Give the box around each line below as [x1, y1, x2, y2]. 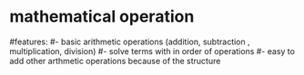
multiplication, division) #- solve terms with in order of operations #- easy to [9, 45, 296, 56]
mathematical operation [9, 6, 195, 27]
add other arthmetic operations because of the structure [9, 55, 221, 66]
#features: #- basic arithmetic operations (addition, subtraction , [9, 36, 250, 47]
